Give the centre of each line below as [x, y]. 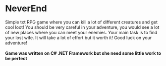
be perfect [16, 58]
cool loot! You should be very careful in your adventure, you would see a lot [82, 27]
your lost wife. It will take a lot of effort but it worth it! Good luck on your [79, 38]
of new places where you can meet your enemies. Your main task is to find [81, 32]
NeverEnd [26, 9]
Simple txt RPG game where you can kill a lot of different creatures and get [81, 22]
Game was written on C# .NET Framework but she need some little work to [83, 53]
